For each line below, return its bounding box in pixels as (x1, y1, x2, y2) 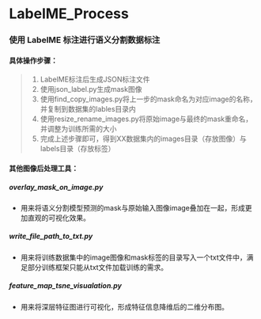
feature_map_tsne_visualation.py (9, 281, 122, 291)
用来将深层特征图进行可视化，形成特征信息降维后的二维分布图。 (20, 302, 229, 311)
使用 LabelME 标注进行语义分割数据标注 (9, 35, 161, 46)
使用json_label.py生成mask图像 (40, 85, 142, 94)
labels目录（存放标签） (40, 144, 115, 154)
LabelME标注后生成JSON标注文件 (40, 74, 150, 84)
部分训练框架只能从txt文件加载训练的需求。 (27, 262, 168, 272)
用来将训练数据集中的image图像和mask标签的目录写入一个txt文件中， (20, 253, 248, 262)
